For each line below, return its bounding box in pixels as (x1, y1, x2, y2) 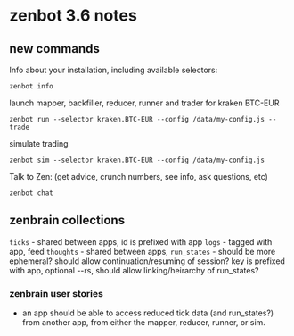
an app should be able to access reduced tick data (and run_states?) (21, 307, 274, 318)
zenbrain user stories (9, 287, 104, 299)
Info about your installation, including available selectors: (9, 64, 218, 75)
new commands (9, 41, 100, 56)
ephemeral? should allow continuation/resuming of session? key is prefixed (9, 256, 285, 266)
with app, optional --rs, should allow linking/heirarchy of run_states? (9, 265, 260, 275)
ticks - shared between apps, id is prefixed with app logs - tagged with (9, 236, 273, 247)
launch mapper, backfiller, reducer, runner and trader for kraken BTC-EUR (9, 97, 280, 108)
